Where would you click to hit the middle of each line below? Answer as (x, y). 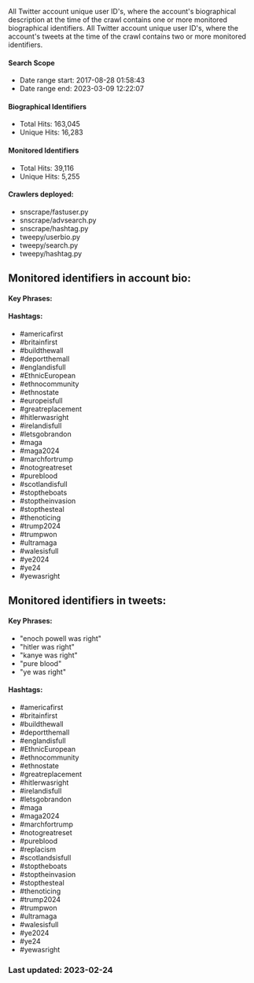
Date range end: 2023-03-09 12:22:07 (81, 89)
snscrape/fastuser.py (54, 212)
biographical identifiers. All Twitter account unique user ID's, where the (123, 28)
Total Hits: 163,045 (50, 124)
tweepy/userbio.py (50, 237)
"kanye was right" (49, 655)
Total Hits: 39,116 (47, 168)
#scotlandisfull (44, 484)
